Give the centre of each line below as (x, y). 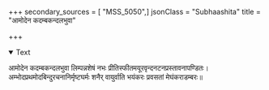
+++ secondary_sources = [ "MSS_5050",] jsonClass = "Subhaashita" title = (134, 12)
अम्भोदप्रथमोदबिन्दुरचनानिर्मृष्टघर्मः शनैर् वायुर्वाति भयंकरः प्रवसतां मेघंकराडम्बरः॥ (106, 77)
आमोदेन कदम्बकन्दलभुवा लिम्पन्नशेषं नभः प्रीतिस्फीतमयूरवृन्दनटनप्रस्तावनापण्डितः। (109, 68)
